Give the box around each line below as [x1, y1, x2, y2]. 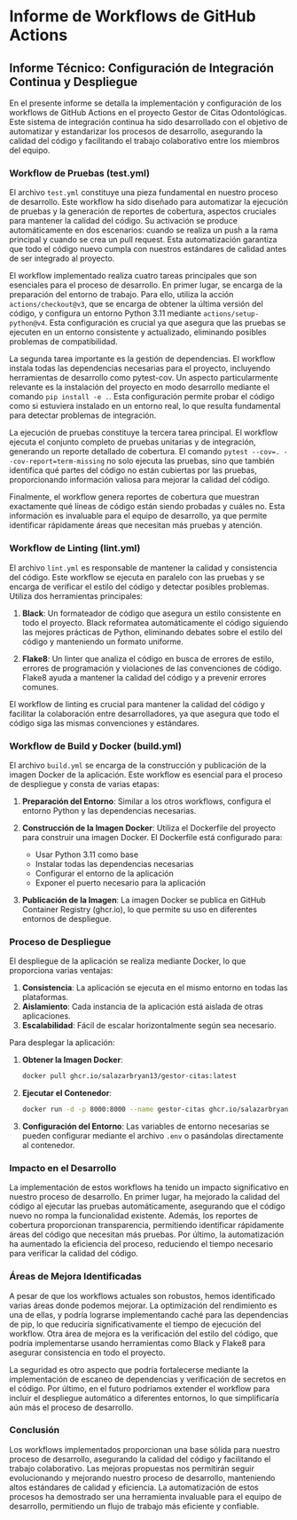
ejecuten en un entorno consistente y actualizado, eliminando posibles [9, 327, 268, 338]
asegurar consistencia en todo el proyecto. [9, 1347, 166, 1358]
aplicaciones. [21, 1011, 71, 1021]
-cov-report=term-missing [9, 457, 105, 467]
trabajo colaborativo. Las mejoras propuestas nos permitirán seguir [9, 1462, 254, 1474]
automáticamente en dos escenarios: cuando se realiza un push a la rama [9, 224, 278, 236]
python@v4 [9, 319, 46, 328]
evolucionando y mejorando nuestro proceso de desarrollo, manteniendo [9, 1472, 276, 1483]
